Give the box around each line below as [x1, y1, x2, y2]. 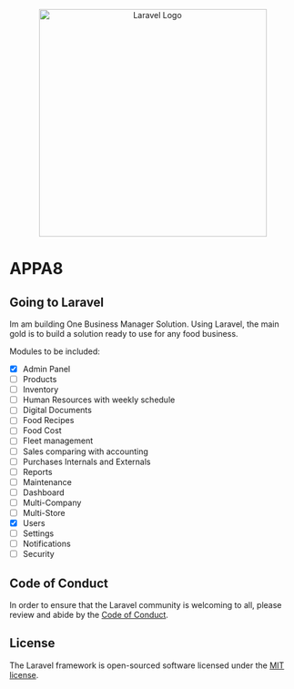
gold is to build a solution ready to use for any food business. [9, 329, 238, 339]
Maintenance [22, 476, 73, 487]
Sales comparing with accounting [22, 446, 148, 457]
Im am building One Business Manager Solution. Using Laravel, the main [9, 319, 279, 329]
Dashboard [22, 487, 65, 498]
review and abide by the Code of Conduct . [9, 610, 168, 620]
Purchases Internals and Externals [22, 456, 152, 467]
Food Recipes [22, 415, 75, 426]
